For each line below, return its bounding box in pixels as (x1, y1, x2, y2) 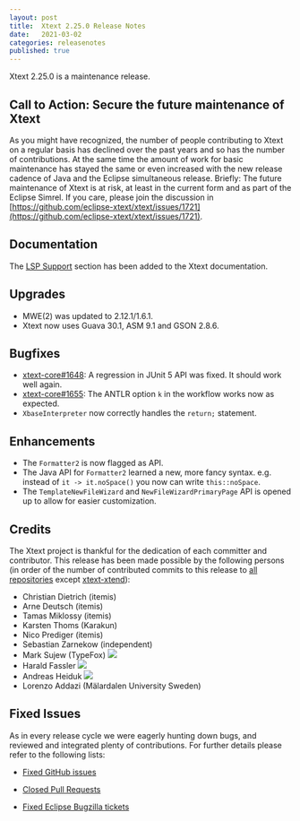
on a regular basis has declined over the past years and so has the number (9, 144, 286, 155)
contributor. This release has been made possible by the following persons (9, 555, 285, 566)
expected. (21, 398, 60, 409)
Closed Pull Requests (21, 783, 101, 794)
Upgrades (9, 287, 65, 302)
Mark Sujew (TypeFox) (21, 650, 106, 660)
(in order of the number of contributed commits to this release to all (9, 565, 258, 575)
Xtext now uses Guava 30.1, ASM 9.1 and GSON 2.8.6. (21, 320, 219, 331)
